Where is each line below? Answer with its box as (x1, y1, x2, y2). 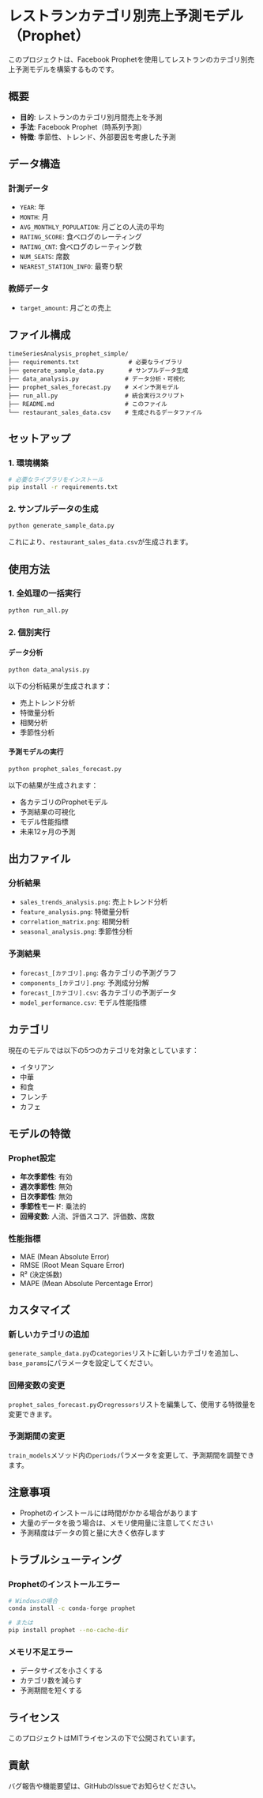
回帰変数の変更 (8, 1380, 66, 1391)
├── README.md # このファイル (8, 400, 167, 408)
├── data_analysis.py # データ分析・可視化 (8, 374, 186, 383)
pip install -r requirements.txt (8, 483, 118, 491)
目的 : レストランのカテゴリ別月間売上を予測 (19, 112, 163, 122)
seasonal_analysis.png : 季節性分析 (19, 927, 133, 936)
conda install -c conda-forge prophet (8, 1604, 136, 1612)
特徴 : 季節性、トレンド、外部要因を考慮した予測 (19, 132, 176, 141)
